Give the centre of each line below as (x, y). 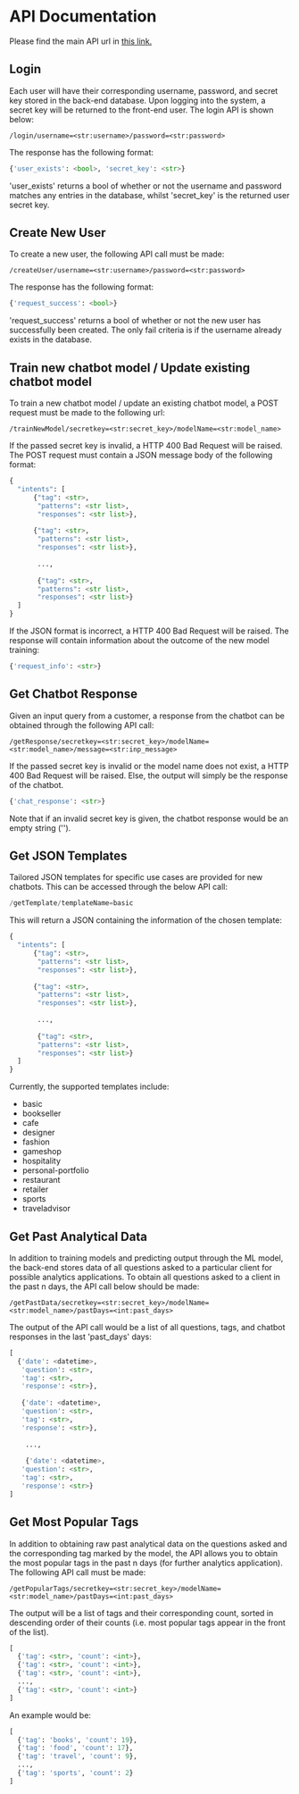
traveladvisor (46, 1209)
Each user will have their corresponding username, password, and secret (144, 90)
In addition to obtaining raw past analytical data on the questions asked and (148, 1544)
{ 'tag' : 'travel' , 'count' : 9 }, (78, 1756)
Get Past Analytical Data (78, 1236)
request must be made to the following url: (87, 413)
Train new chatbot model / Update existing (130, 368)
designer (38, 1133)
